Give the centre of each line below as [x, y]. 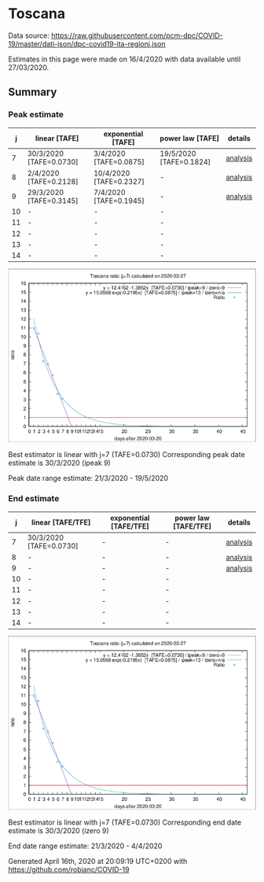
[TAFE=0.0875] [119, 162]
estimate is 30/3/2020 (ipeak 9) [60, 463]
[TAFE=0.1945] [119, 201]
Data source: [29, 35]
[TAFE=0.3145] [53, 201]
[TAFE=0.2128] [53, 181]
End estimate [34, 499]
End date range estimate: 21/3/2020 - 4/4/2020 [85, 846]
